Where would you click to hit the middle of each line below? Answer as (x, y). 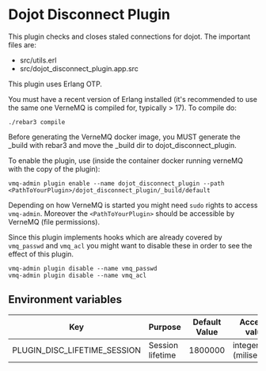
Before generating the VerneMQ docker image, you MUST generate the (124, 137)
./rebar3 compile (37, 122)
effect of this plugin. (41, 254)
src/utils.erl (38, 60)
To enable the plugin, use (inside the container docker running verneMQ (126, 161)
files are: (23, 44)
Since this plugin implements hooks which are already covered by (116, 237)
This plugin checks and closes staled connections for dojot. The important (129, 36)
